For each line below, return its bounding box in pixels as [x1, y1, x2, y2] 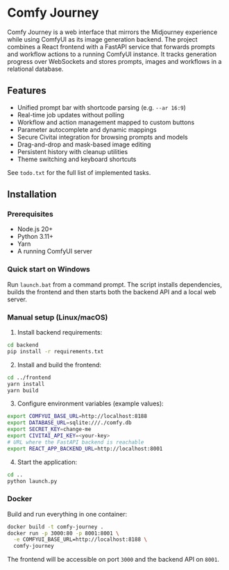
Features [7, 85, 46, 97]
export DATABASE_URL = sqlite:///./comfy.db [7, 419, 132, 426]
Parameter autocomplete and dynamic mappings [17, 125, 158, 133]
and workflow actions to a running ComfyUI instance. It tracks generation [7, 50, 217, 58]
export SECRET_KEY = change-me [7, 426, 92, 433]
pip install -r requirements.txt [7, 348, 104, 355]
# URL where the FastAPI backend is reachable [7, 439, 144, 446]
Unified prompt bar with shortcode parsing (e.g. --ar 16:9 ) [17, 103, 186, 112]
